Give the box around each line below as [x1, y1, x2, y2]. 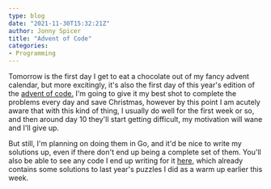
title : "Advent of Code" [8, 34, 92, 43]
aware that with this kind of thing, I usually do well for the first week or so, [8, 106, 255, 115]
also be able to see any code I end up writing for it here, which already [8, 156, 243, 166]
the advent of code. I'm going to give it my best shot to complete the [8, 89, 237, 98]
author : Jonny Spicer [8, 27, 82, 35]
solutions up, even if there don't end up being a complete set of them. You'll [8, 147, 261, 157]
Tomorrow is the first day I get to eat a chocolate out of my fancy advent [8, 72, 249, 81]
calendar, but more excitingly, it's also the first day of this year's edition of [8, 80, 255, 90]
